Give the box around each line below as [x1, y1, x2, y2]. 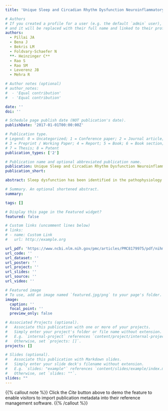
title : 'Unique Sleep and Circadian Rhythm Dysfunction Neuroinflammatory [5, 7, 164, 13]
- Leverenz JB [9, 68, 39, 73]
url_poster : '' [5, 260, 37, 265]
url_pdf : [5, 246, 23, 251]
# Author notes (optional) [5, 81, 61, 87]
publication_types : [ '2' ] [5, 150, 59, 155]
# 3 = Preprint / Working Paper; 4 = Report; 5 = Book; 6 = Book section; [5, 141, 164, 146]
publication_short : [5, 169, 46, 174]
